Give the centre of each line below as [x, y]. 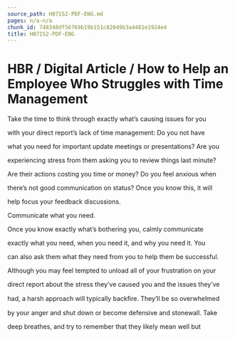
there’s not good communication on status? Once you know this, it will [110, 188]
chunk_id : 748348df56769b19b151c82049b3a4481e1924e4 [87, 27]
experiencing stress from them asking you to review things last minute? [112, 160]
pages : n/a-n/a [30, 21]
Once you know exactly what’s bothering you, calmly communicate [106, 229]
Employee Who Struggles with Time [115, 84]
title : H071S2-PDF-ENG [41, 34]
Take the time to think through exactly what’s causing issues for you [107, 119]
